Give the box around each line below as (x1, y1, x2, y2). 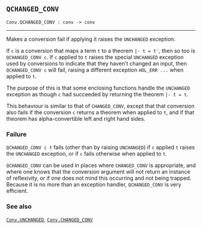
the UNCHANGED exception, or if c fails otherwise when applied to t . (6, 150, 167, 157)
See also (6, 203, 32, 211)
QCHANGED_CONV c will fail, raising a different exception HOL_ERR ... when (6, 66, 184, 73)
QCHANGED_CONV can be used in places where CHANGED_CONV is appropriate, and (6, 162, 196, 169)
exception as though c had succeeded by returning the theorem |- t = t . (6, 90, 189, 98)
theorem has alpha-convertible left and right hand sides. (6, 115, 145, 122)
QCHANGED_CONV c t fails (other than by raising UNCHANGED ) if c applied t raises (6, 144, 195, 151)
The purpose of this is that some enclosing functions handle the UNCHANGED (6, 84, 191, 91)
